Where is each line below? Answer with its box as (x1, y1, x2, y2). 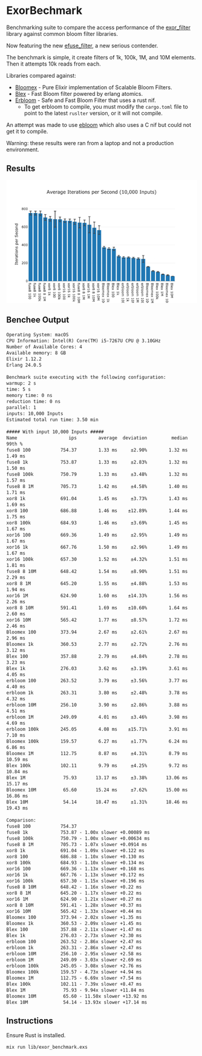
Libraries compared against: (6, 72, 77, 79)
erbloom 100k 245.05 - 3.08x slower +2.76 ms (6, 963, 142, 969)
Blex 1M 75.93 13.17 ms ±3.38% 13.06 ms (6, 774, 188, 780)
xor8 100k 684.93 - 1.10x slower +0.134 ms (6, 859, 145, 865)
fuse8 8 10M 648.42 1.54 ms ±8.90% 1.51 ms (6, 568, 188, 574)
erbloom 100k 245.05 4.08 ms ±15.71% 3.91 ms (6, 726, 188, 732)
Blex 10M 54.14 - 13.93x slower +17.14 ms (6, 999, 148, 1005)
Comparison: (6, 817, 36, 823)
